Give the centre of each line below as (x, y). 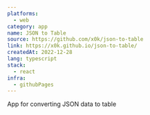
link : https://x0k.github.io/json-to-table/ (72, 46)
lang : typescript (32, 59)
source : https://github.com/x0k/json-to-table (75, 39)
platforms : (23, 14)
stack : (17, 65)
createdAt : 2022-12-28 (40, 53)
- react (25, 71)
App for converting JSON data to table (62, 104)
